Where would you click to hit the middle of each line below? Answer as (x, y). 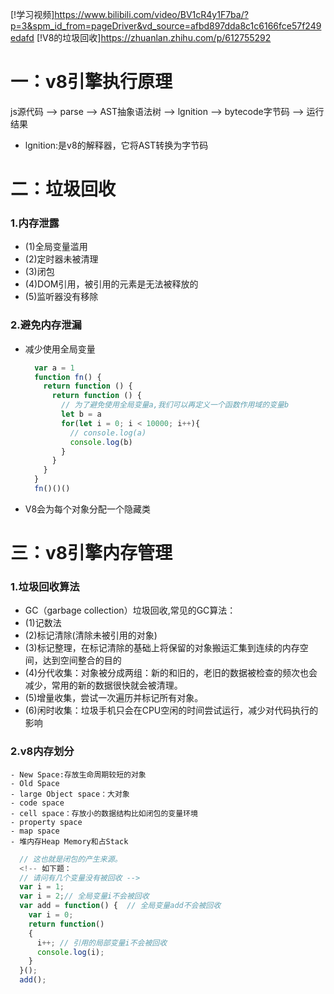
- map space (35, 831)
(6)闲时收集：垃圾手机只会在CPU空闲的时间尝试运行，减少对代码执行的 (171, 710)
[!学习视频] (32, 14)
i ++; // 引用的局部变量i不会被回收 (102, 943)
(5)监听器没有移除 (61, 297)
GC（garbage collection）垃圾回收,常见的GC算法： (130, 610)
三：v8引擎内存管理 (91, 553)
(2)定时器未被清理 (61, 259)
